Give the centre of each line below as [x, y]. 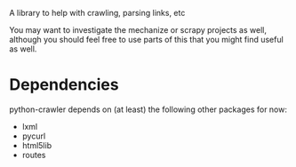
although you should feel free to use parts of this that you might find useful [147, 40]
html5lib [36, 145]
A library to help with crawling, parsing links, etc [97, 13]
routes [34, 155]
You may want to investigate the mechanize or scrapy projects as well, [138, 30]
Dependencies [64, 85]
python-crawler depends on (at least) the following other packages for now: [148, 109]
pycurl [34, 136]
